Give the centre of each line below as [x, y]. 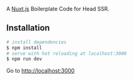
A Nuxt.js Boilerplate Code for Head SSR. [58, 9]
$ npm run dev [24, 59]
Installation [28, 28]
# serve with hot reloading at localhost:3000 [66, 53]
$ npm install [24, 48]
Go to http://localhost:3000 [41, 71]
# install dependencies [37, 42]
